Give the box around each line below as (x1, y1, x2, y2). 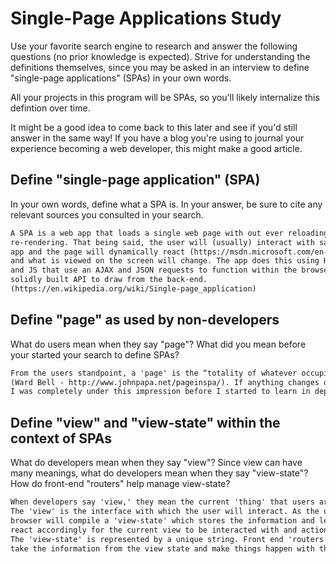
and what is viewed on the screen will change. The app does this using (10, 256, 320, 266)
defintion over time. (10, 102, 91, 114)
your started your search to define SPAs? (10, 348, 180, 361)
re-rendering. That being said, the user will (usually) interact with (10, 237, 315, 247)
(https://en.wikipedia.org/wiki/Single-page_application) (10, 284, 257, 294)
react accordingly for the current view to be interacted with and (10, 525, 298, 535)
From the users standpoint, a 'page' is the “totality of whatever (10, 368, 298, 378)
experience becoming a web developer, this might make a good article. (10, 142, 303, 154)
